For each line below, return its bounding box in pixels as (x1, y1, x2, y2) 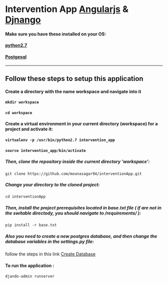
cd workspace (5, 110, 32, 115)
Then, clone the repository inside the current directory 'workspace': (5, 158, 150, 164)
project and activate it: (5, 126, 53, 132)
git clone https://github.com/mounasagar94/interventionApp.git (5, 171, 142, 176)
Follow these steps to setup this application (5, 74, 143, 83)
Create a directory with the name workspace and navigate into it (5, 88, 141, 94)
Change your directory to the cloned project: (5, 181, 100, 188)
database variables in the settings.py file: (5, 238, 94, 244)
